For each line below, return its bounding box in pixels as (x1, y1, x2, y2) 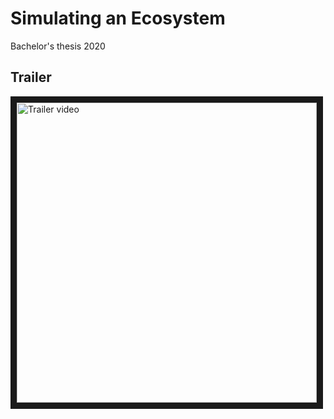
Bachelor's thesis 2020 (10, 40, 106, 52)
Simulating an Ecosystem (10, 7, 226, 30)
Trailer (10, 69, 52, 86)
